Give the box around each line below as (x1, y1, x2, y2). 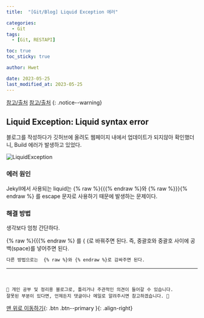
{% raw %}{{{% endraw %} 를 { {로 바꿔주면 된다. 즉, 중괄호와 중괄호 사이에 (6, 237, 189, 244)
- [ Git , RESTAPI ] (12, 37, 56, 43)
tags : (6, 31, 20, 37)
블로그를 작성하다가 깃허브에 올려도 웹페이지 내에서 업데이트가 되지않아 (6, 133, 174, 141)
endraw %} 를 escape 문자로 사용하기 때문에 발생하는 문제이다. (6, 193, 158, 200)
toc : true (6, 48, 32, 54)
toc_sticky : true (6, 54, 50, 60)
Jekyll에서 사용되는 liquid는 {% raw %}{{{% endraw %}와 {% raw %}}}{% (6, 185, 188, 192)
